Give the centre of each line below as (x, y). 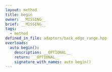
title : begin (19, 15)
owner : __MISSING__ (26, 19)
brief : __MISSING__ (26, 24)
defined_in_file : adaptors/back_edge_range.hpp (56, 39)
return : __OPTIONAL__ (37, 57)
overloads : (17, 43)
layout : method (21, 10)
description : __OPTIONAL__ (43, 52)
